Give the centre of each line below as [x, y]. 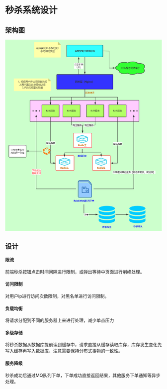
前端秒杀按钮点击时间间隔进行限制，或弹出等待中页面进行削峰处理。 [75, 272]
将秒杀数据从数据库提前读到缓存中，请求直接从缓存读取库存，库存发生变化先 [83, 345]
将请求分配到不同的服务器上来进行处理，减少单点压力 [60, 320]
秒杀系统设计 [32, 10]
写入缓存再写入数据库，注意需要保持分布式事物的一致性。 [64, 351]
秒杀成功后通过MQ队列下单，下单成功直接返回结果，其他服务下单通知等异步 [83, 375]
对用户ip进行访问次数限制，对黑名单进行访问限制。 [57, 296]
